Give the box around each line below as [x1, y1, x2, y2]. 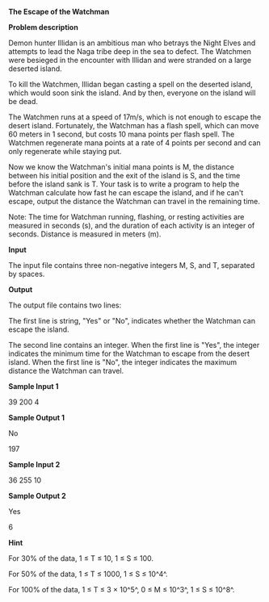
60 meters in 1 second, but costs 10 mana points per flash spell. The [8, 129, 235, 139]
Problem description [8, 23, 78, 31]
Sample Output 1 [8, 413, 65, 422]
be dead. [8, 97, 39, 106]
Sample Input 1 [8, 382, 59, 391]
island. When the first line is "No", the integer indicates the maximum [8, 357, 237, 366]
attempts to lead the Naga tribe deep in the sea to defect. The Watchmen [8, 47, 252, 56]
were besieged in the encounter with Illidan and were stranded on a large [8, 56, 252, 65]
